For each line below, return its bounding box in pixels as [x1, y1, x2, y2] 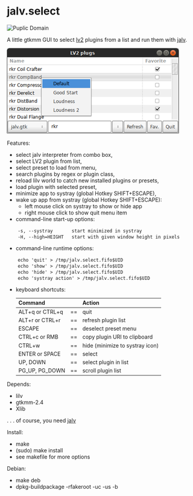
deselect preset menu [82, 325, 137, 332]
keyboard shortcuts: [15, 286, 66, 293]
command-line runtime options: [15, 244, 94, 252]
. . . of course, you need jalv [7, 417, 76, 424]
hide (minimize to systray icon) [82, 342, 159, 349]
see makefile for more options [15, 453, 90, 460]
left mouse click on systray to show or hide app [24, 202, 142, 210]
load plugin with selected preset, [15, 183, 97, 190]
